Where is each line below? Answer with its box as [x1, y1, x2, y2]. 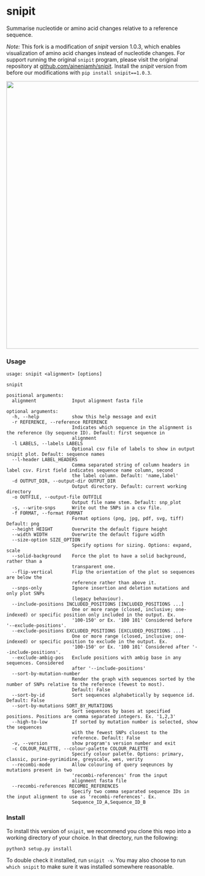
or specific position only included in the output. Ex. [31, 612, 176, 618]
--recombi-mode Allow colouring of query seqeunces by [12, 762, 173, 768]
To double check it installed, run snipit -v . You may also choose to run [6, 856, 186, 864]
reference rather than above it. [71, 580, 157, 586]
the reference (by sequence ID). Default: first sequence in [6, 430, 165, 436]
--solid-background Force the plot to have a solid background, [12, 553, 187, 559]
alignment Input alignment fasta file [12, 398, 143, 404]
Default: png [6, 521, 40, 527]
